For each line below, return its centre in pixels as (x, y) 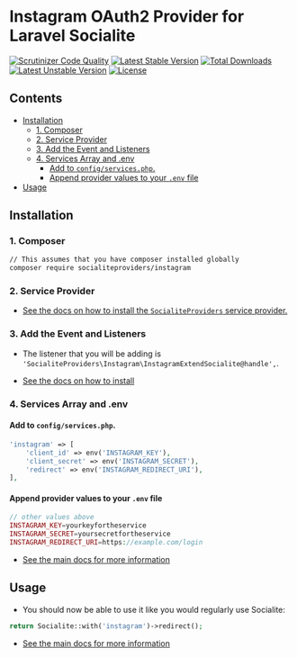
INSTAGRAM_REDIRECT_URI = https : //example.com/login (106, 543)
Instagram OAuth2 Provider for (127, 17)
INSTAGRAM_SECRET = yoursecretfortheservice (90, 534)
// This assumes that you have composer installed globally (125, 260)
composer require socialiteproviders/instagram (100, 268)
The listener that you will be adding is (92, 354)
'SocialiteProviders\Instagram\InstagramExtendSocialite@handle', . (150, 363)
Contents (36, 99)
